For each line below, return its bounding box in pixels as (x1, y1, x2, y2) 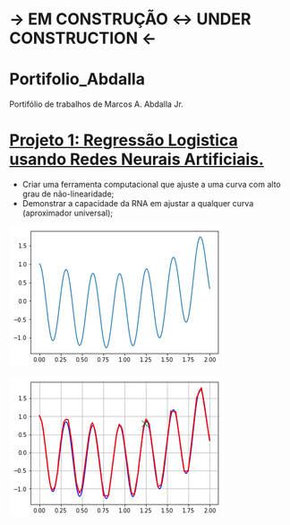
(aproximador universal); (21, 207, 114, 219)
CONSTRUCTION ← (9, 28, 157, 48)
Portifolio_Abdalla (9, 69, 146, 90)
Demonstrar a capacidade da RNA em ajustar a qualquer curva (21, 198, 254, 209)
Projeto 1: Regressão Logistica (9, 130, 239, 151)
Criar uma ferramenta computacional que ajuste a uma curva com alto (21, 179, 281, 190)
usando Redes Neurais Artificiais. (9, 149, 264, 170)
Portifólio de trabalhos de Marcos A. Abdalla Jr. (9, 99, 183, 109)
